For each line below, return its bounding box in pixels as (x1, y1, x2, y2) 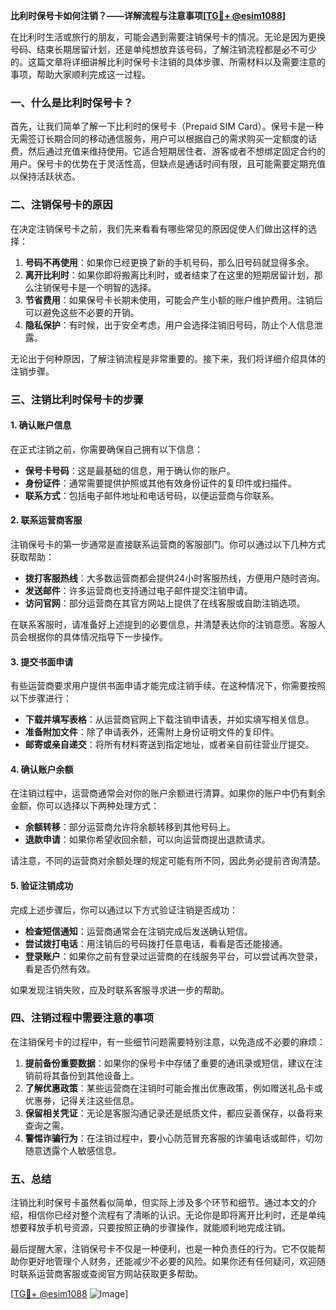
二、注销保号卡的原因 (10, 198, 113, 212)
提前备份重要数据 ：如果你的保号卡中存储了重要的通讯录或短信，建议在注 (24, 1057, 323, 1069)
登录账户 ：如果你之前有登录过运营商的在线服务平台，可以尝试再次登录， (24, 950, 323, 962)
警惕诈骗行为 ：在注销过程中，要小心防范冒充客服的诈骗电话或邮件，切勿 (24, 1132, 323, 1144)
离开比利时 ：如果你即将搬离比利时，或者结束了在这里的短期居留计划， (24, 269, 315, 281)
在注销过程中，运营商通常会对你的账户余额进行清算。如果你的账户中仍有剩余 (10, 787, 326, 799)
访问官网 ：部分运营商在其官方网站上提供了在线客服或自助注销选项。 (24, 597, 306, 609)
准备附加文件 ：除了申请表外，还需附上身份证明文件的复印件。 (24, 726, 280, 738)
